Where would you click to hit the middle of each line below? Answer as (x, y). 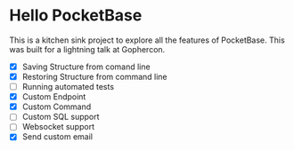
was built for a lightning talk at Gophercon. (87, 49)
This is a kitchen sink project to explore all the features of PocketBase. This (147, 40)
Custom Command (57, 107)
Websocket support (58, 127)
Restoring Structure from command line (94, 77)
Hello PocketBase (76, 16)
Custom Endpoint (54, 97)
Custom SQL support (61, 117)
